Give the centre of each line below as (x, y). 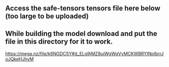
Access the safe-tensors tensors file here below (83, 8)
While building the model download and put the (81, 33)
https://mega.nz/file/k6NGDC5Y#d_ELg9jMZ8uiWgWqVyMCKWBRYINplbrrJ (85, 54)
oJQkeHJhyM (19, 59)
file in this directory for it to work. (59, 41)
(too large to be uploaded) (47, 16)
